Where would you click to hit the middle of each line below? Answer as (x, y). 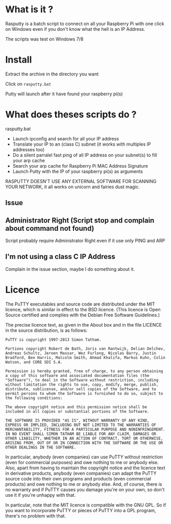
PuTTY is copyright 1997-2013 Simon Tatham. (53, 339)
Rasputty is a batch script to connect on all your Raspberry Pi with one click (85, 24)
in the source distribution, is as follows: (46, 330)
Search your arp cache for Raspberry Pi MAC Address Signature (80, 166)
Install (19, 60)
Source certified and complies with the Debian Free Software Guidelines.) (82, 315)
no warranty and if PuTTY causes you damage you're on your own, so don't (85, 489)
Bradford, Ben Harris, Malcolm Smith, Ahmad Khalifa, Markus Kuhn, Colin (86, 357)
